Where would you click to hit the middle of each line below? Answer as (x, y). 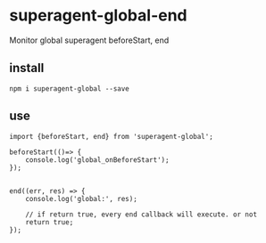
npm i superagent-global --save (69, 89)
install (27, 68)
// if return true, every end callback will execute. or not (141, 215)
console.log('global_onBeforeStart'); (97, 160)
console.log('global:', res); (82, 198)
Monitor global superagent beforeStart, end (89, 40)
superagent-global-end (98, 16)
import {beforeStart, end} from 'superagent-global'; (112, 136)
